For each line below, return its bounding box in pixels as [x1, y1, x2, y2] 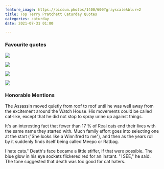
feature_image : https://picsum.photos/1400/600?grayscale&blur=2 [5, 7, 141, 12]
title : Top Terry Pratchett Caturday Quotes [5, 12, 97, 17]
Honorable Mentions [5, 92, 55, 98]
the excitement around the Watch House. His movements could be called [5, 108, 152, 114]
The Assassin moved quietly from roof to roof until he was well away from [5, 103, 154, 109]
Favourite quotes [5, 41, 47, 48]
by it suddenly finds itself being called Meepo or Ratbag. [5, 138, 119, 145]
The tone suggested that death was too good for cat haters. [5, 158, 126, 164]
